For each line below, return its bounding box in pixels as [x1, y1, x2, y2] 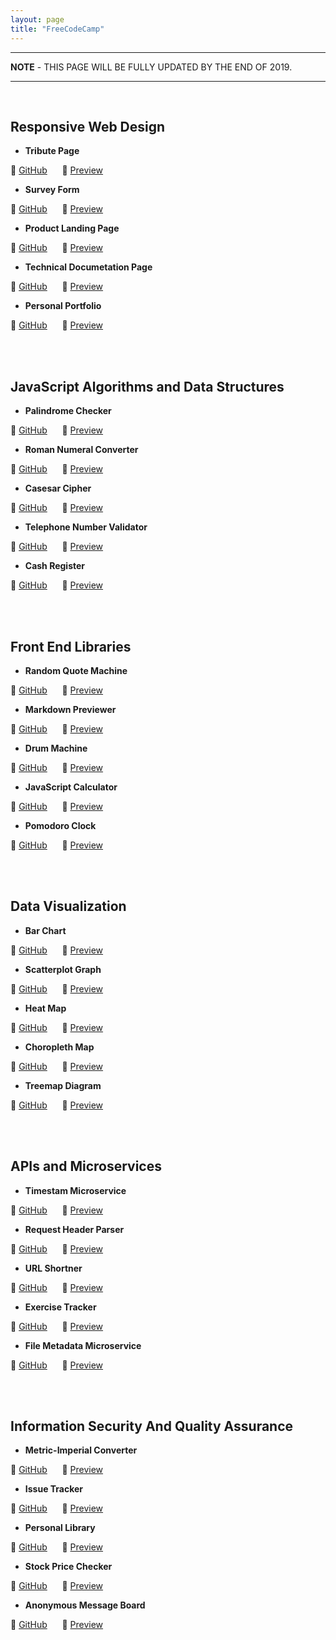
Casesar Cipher [24, 482, 92, 495]
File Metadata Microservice [24, 1339, 142, 1351]
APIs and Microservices [10, 1158, 162, 1175]
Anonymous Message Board [24, 1599, 146, 1611]
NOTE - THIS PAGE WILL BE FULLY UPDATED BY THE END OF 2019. [10, 61, 293, 73]
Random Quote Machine [24, 664, 128, 676]
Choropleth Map [24, 1041, 95, 1053]
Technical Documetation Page [24, 261, 153, 273]
